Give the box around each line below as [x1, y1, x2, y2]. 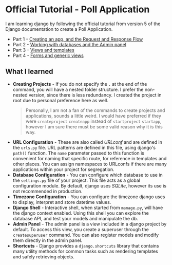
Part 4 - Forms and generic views [12, 52, 84, 59]
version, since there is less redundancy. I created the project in [28, 91, 162, 98]
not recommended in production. [12, 188, 83, 194]
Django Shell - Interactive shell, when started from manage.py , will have [12, 204, 163, 211]
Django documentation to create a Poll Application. [5, 26, 113, 32]
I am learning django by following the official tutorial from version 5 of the [5, 21, 161, 27]
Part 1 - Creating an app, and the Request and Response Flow [12, 36, 143, 42]
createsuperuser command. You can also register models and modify [12, 232, 159, 238]
